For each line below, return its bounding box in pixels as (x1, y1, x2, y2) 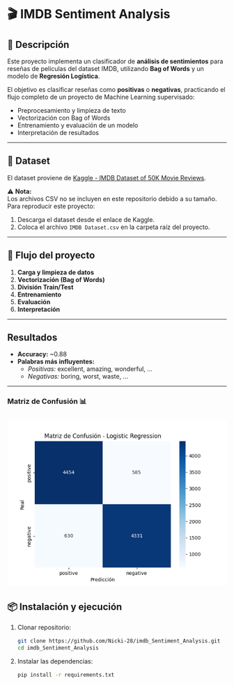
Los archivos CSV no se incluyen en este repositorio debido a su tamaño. (7, 194, 217, 203)
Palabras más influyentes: (17, 357, 95, 366)
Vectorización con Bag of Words (17, 113, 111, 122)
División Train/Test (17, 283, 74, 291)
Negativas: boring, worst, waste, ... (27, 372, 129, 381)
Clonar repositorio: (17, 623, 72, 631)
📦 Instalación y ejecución (7, 601, 123, 613)
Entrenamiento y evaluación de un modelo (17, 121, 139, 129)
